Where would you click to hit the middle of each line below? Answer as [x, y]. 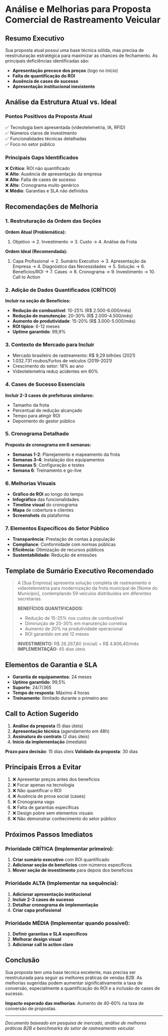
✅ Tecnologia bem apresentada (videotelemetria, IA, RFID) [65, 127]
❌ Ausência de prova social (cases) [49, 796]
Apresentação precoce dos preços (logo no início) [65, 70]
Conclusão [22, 960]
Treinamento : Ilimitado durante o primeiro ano [60, 698]
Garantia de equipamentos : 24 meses [52, 677]
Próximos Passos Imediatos [49, 835]
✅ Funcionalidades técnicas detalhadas [46, 138]
